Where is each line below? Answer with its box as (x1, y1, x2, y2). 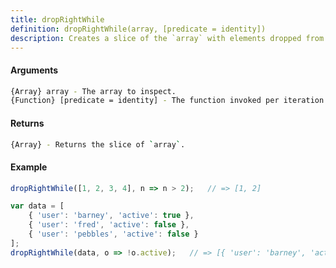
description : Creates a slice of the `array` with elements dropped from (10, 33, 325, 43)
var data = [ (10, 201, 65, 211)
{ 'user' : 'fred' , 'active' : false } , (28, 220, 190, 230)
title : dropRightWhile (10, 14, 105, 25)
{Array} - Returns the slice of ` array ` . (10, 139, 186, 150)
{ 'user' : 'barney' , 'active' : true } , (28, 211, 195, 221)
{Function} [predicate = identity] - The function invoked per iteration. (10, 96, 329, 106)
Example (10, 161, 48, 173)
